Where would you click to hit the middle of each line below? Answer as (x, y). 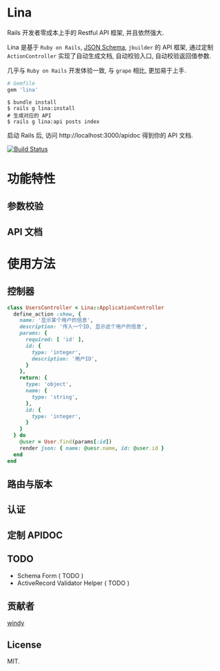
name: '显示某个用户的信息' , (57, 320)
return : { (34, 378)
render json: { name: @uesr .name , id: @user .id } (92, 448)
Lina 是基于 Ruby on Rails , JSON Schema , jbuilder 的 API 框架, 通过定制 (110, 47)
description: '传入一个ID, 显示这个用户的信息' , (84, 327)
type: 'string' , (55, 397)
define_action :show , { (47, 314)
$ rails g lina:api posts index (53, 122)
